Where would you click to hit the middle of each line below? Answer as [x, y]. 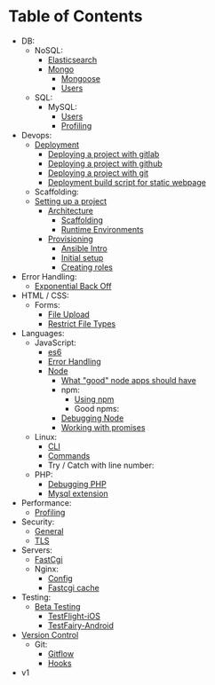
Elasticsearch [72, 59]
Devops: [36, 135]
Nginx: [47, 569]
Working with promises [103, 427]
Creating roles [87, 267]
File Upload [68, 314]
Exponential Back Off [73, 286]
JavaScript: [55, 342]
